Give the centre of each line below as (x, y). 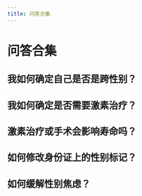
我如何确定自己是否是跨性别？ (72, 79)
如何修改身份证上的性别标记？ (72, 158)
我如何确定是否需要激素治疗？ (72, 105)
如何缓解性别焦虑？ (49, 184)
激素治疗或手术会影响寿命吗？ (72, 131)
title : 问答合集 (29, 14)
